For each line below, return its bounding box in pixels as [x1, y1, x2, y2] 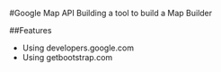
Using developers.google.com [22, 42, 135, 53]
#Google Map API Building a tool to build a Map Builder [9, 8, 213, 18]
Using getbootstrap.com [22, 52, 113, 62]
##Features [9, 25, 52, 35]
